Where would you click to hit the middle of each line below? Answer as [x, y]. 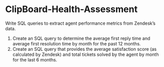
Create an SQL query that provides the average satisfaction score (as [85, 49]
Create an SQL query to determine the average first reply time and [81, 38]
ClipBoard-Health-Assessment [71, 9]
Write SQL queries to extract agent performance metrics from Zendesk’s [80, 23]
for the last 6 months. [35, 59]
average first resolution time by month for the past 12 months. [77, 43]
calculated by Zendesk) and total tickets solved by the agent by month [86, 54]
